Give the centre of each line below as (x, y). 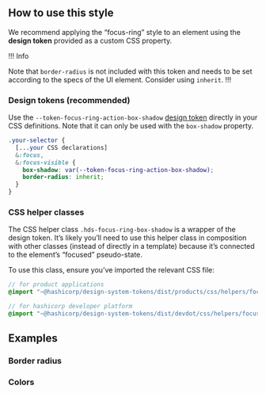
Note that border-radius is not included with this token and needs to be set (130, 71)
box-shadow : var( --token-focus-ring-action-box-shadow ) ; (118, 170)
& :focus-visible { (46, 162)
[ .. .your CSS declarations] (62, 147)
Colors (21, 382)
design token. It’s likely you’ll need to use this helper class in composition (127, 238)
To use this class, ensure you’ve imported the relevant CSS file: (112, 270)
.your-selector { (37, 141)
